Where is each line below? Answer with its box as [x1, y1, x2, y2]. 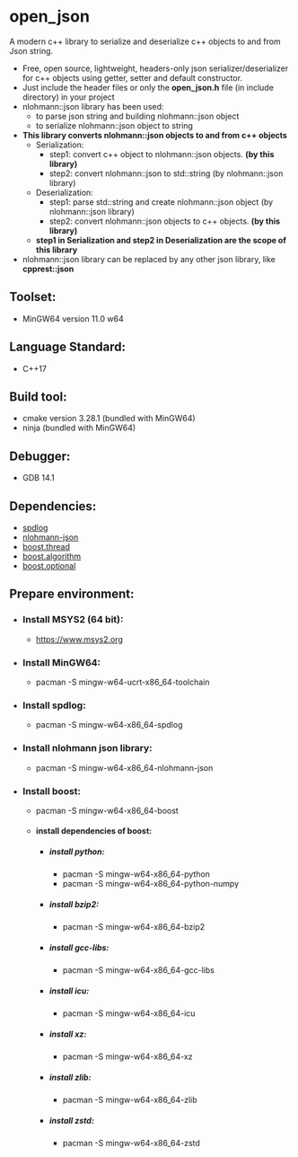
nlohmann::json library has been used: [22, 101, 164, 111]
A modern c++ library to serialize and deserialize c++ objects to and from [9, 36, 281, 47]
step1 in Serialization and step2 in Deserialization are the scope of [35, 234, 287, 245]
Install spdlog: [22, 699, 87, 711]
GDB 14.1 [22, 473, 56, 483]
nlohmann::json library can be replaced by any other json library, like [22, 253, 276, 264]
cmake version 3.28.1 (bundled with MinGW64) [22, 413, 196, 424]
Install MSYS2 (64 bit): [22, 614, 124, 626]
